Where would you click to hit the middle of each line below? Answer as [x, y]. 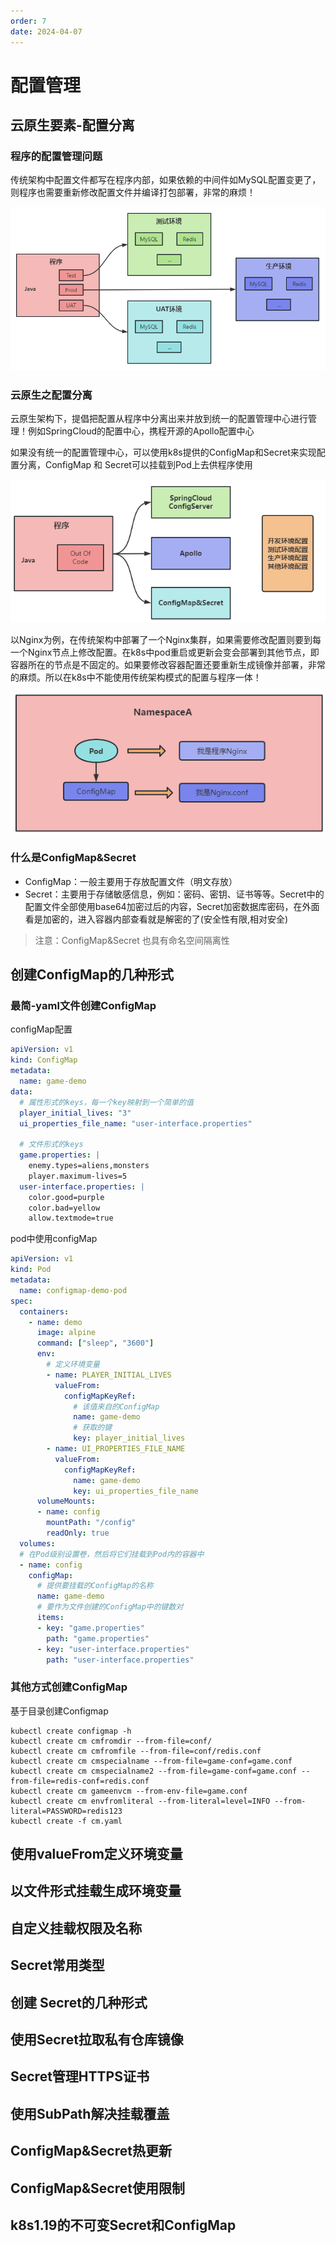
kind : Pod [31, 1270]
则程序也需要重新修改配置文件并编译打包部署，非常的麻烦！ [133, 192]
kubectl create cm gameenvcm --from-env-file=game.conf [129, 1791]
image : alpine [66, 1333]
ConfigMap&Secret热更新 [91, 2151]
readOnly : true [78, 1533]
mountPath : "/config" [91, 1523]
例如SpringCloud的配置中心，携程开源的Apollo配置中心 [141, 431]
